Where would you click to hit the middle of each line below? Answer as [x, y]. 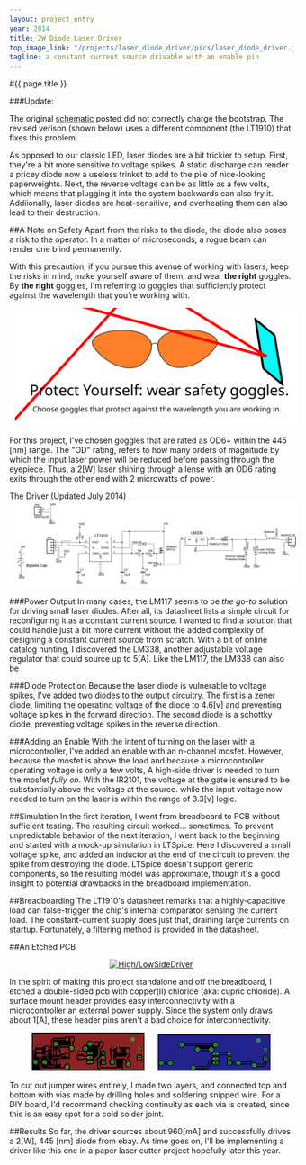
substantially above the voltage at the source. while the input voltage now [146, 790]
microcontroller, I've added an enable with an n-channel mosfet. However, [146, 751]
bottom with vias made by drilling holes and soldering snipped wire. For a [145, 1095]
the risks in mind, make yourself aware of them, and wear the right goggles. [150, 276]
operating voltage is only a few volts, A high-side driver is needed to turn [145, 771]
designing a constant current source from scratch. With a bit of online [139, 640]
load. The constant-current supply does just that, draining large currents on [149, 920]
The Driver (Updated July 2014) [68, 496]
